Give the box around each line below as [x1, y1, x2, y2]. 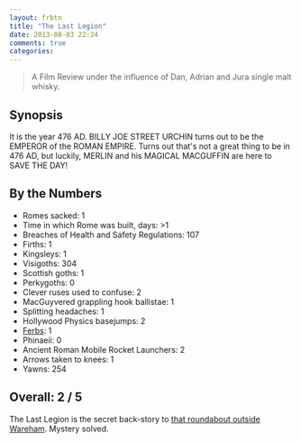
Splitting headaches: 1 [22, 306, 105, 317]
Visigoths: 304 [22, 258, 78, 269]
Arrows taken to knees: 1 [22, 354, 114, 365]
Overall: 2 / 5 [9, 390, 83, 405]
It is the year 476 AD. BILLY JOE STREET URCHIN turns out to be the [9, 131, 264, 142]
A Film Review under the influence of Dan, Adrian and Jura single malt [31, 71, 292, 82]
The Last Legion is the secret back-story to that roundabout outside [9, 413, 261, 424]
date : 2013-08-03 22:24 [9, 30, 99, 39]
